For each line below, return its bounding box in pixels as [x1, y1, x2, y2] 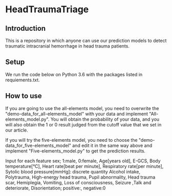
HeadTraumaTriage [5, 4, 89, 15]
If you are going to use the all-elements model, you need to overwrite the [5, 105, 159, 111]
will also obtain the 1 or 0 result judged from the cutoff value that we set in [5, 121, 162, 127]
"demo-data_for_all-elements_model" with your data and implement [5, 111, 148, 117]
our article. [5, 127, 28, 133]
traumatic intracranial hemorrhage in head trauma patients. [5, 43, 130, 49]
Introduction [5, 24, 46, 33]
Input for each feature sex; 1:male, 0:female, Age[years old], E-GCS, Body [5, 158, 161, 164]
